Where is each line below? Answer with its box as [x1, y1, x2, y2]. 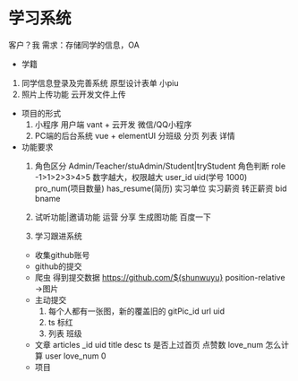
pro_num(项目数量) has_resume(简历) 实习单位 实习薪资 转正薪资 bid [34, 183, 287, 194]
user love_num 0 [45, 351, 106, 361]
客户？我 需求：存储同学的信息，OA [8, 39, 140, 50]
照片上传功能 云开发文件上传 [21, 89, 126, 100]
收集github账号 [34, 249, 90, 260]
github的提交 [34, 261, 82, 272]
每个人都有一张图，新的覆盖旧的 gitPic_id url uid [47, 306, 226, 316]
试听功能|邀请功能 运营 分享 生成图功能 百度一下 [34, 212, 211, 222]
